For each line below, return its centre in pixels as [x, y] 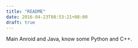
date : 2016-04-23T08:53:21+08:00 [47, 17]
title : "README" [26, 11]
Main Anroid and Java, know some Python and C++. [69, 39]
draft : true [21, 22]
